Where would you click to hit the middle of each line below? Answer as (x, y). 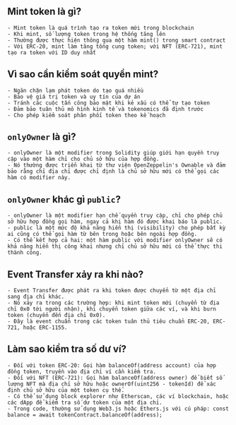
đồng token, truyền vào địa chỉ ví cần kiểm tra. (82, 371)
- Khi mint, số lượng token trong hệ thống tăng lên (87, 34)
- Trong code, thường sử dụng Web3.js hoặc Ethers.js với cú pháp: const (118, 409)
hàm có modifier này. (39, 178)
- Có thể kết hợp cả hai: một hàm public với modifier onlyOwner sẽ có (115, 240)
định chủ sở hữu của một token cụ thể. (66, 390)
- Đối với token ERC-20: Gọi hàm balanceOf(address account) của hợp (112, 365)
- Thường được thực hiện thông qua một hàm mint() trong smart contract (117, 40)
